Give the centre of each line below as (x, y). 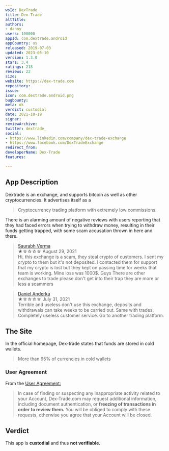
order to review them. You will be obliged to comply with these (84, 409)
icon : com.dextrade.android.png (39, 95)
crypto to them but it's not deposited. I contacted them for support (88, 262)
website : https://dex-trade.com (39, 81)
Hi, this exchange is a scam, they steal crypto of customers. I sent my (91, 257)
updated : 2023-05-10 (27, 53)
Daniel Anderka (34, 293)
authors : (15, 24)
